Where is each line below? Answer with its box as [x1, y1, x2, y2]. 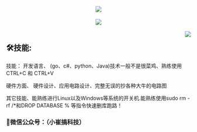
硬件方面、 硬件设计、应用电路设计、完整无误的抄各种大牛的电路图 [6, 82, 167, 89]
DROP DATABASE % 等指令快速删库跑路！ [21, 101, 123, 109]
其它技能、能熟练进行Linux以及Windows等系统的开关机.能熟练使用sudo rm [6, 94, 186, 101]
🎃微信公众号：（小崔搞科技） [6, 118, 86, 126]
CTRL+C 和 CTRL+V [6, 69, 54, 76]
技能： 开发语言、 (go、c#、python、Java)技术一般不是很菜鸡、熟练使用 [6, 62, 182, 69]
